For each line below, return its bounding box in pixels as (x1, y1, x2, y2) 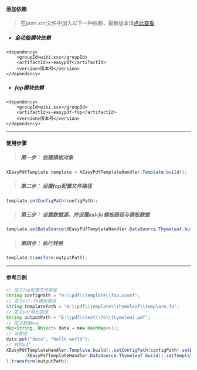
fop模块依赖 (14, 84, 44, 91)
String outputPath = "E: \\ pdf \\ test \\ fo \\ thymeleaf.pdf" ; (6, 314, 151, 320)
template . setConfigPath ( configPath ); (6, 197, 98, 204)
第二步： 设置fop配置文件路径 (20, 183, 92, 190)
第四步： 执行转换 (20, 240, 63, 247)
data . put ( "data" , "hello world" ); (6, 337, 91, 342)
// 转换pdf (6, 342, 31, 348)
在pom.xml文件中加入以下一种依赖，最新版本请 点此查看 (20, 19, 155, 26)
